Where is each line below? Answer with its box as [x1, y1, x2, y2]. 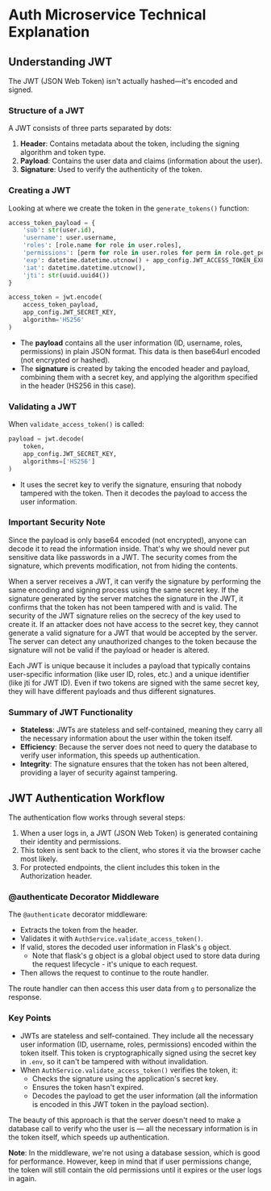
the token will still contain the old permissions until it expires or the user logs [8, 1164, 262, 1175]
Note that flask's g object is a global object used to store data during [31, 951, 261, 961]
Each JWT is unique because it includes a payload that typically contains [8, 660, 251, 671]
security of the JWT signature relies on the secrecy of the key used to [8, 611, 241, 621]
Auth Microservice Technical [8, 6, 206, 24]
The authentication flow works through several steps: [8, 813, 186, 822]
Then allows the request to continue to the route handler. [19, 968, 210, 978]
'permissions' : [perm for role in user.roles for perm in [23, 249, 222, 257]
